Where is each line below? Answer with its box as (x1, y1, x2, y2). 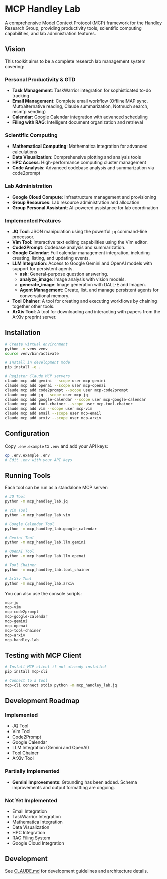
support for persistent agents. (12, 265, 74, 271)
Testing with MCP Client (5, 651, 82, 660)
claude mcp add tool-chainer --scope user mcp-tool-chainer (5, 402, 133, 407)
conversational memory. (19, 292, 70, 299)
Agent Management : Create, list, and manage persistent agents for (19, 287, 159, 293)
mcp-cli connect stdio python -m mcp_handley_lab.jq (5, 683, 117, 688)
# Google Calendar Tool (5, 521, 55, 527)
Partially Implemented (5, 768, 60, 775)
